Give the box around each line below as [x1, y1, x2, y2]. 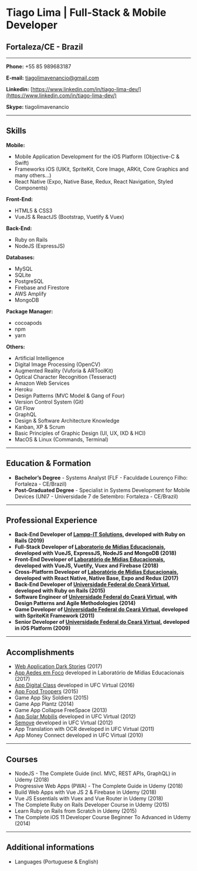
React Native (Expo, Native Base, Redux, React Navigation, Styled [14, 178, 174, 185]
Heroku [14, 385, 33, 393]
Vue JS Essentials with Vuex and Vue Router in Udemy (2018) [14, 795, 164, 802]
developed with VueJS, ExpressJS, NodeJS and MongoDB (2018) [14, 550, 177, 557]
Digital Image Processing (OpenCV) [14, 361, 101, 368]
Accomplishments [6, 647, 74, 657]
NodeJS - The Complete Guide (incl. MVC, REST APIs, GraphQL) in [14, 770, 176, 777]
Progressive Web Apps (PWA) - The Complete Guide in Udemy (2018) [14, 783, 184, 790]
